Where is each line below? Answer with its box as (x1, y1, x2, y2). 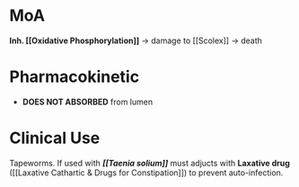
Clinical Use (9, 128, 101, 148)
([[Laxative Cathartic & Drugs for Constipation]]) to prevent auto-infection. (9, 167, 284, 178)
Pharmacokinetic (9, 67, 140, 87)
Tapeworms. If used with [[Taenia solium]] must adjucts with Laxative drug (9, 157, 290, 168)
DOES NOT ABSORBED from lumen (22, 96, 154, 107)
